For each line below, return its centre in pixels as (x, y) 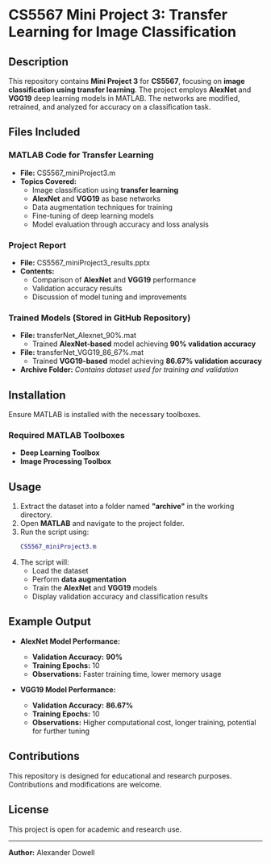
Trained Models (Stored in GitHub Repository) (100, 318)
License (29, 810)
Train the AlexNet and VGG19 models (94, 588)
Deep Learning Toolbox (60, 453)
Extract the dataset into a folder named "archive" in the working (127, 507)
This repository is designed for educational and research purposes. (120, 775)
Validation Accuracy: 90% (77, 657)
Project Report (38, 245)
